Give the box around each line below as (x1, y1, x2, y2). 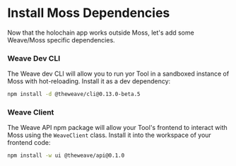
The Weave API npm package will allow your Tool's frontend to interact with (7, 124, 228, 132)
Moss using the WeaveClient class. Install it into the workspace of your (7, 131, 212, 139)
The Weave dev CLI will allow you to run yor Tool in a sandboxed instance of (7, 69, 230, 78)
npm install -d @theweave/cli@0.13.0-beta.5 (7, 90, 141, 98)
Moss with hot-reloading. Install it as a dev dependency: (7, 77, 171, 85)
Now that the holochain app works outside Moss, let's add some (7, 28, 194, 37)
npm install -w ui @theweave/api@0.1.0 (7, 152, 125, 160)
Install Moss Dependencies (7, 5, 170, 21)
